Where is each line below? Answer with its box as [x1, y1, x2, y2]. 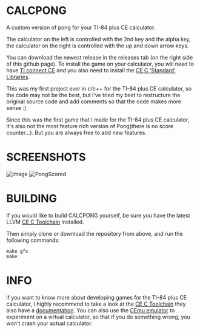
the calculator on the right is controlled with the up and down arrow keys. [6, 42, 189, 49]
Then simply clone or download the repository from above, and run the [6, 230, 183, 237]
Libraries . [6, 73, 30, 80]
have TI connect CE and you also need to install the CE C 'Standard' [6, 66, 176, 74]
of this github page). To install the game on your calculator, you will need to [6, 60, 195, 67]
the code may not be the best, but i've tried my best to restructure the [6, 91, 181, 98]
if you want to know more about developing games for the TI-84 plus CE [6, 294, 187, 301]
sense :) [6, 104, 27, 111]
